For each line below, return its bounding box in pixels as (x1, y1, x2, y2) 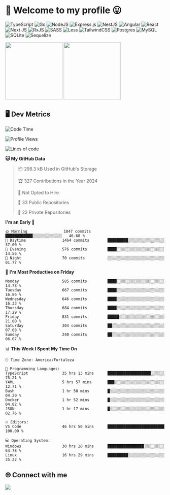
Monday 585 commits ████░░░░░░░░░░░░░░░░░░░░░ (5, 279, 165, 284)
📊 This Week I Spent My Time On (5, 345, 77, 352)
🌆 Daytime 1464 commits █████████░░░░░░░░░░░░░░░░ (5, 238, 165, 243)
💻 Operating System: (5, 438, 51, 443)
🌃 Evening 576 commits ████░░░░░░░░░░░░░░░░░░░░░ (5, 246, 165, 252)
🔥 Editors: (5, 419, 29, 424)
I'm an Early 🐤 (5, 219, 35, 225)
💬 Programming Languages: (5, 366, 60, 371)
